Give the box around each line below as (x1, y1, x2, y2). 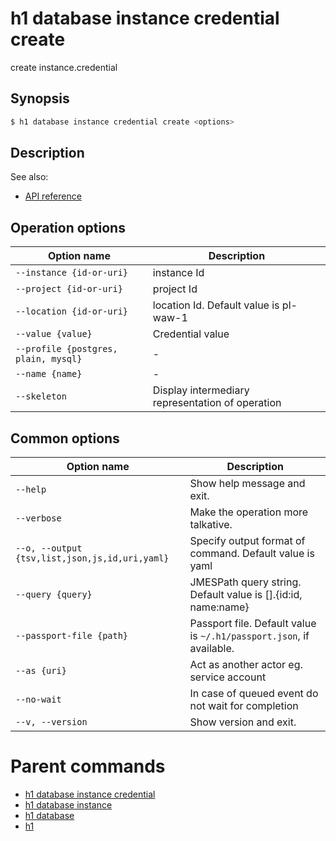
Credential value (152, 327, 230, 341)
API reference (24, 190, 82, 202)
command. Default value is (189, 547, 315, 561)
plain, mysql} (15, 353, 83, 365)
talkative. (189, 518, 233, 532)
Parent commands (10, 755, 166, 778)
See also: (10, 171, 49, 183)
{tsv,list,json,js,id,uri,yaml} (15, 553, 170, 564)
